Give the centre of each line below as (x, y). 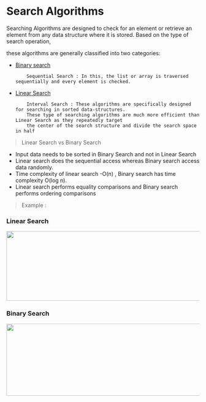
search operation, (29, 41)
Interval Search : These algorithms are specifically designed (109, 104)
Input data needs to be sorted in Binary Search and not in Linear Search (106, 154)
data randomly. (34, 167)
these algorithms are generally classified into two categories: (83, 53)
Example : (34, 205)
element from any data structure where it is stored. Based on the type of (97, 34)
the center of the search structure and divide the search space (112, 126)
